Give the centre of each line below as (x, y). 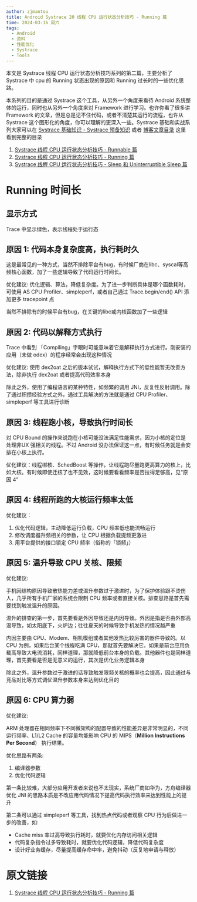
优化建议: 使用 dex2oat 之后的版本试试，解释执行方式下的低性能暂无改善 (93, 367)
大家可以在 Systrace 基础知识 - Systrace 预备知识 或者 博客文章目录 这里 (98, 130)
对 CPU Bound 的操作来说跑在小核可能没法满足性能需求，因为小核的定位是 (96, 438)
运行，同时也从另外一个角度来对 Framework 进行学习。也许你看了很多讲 (103, 107)
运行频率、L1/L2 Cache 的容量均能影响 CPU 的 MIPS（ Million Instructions (96, 735)
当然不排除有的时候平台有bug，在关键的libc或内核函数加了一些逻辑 (87, 312)
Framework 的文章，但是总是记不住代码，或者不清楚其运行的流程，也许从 (95, 115)
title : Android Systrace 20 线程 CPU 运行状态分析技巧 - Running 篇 (86, 17)
